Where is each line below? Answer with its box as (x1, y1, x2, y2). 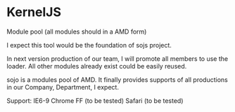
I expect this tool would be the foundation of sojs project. (6, 41, 172, 49)
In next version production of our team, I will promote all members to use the (6, 54, 229, 63)
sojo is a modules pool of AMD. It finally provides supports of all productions (6, 75, 228, 84)
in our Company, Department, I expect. (6, 83, 119, 91)
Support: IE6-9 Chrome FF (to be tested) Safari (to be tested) (6, 96, 184, 105)
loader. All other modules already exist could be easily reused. (6, 62, 187, 70)
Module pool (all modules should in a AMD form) (6, 27, 147, 36)
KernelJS (6, 4, 61, 20)
